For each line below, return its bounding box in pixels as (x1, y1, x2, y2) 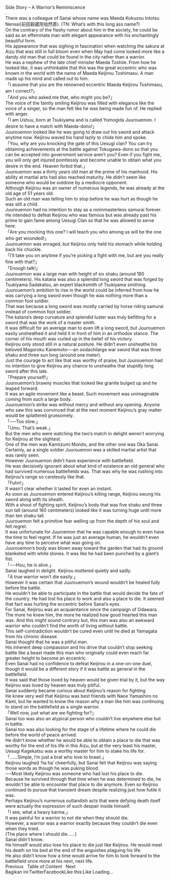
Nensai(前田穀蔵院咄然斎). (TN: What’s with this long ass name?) (5, 21, 141, 27)
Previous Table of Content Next (5, 864, 76, 869)
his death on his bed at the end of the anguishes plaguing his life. (5, 847, 142, 853)
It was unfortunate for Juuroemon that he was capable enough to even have (5, 529, 164, 535)
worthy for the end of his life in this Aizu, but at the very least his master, (5, 743, 157, 749)
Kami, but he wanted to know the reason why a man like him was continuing (5, 698, 164, 704)
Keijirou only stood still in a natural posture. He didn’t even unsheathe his (5, 341, 157, 347)
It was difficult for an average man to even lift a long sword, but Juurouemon (5, 325, 165, 331)
